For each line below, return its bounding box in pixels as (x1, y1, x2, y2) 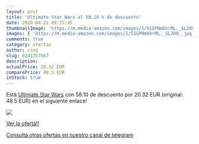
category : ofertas (6, 42, 52, 48)
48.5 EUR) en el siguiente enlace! (6, 97, 88, 104)
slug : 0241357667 (6, 53, 49, 59)
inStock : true (6, 75, 41, 81)
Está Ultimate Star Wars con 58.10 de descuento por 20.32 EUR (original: (6, 91, 184, 98)
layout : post (6, 8, 38, 15)
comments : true (6, 36, 44, 42)
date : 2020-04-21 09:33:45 (6, 20, 73, 25)
